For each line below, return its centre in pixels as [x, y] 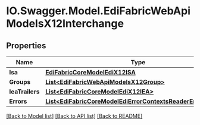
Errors [18, 101]
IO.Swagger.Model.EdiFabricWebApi [98, 11]
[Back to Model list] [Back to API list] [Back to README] [74, 116]
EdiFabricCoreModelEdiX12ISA [90, 72]
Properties [26, 46]
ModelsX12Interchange [65, 24]
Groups [20, 82]
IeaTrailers [24, 92]
